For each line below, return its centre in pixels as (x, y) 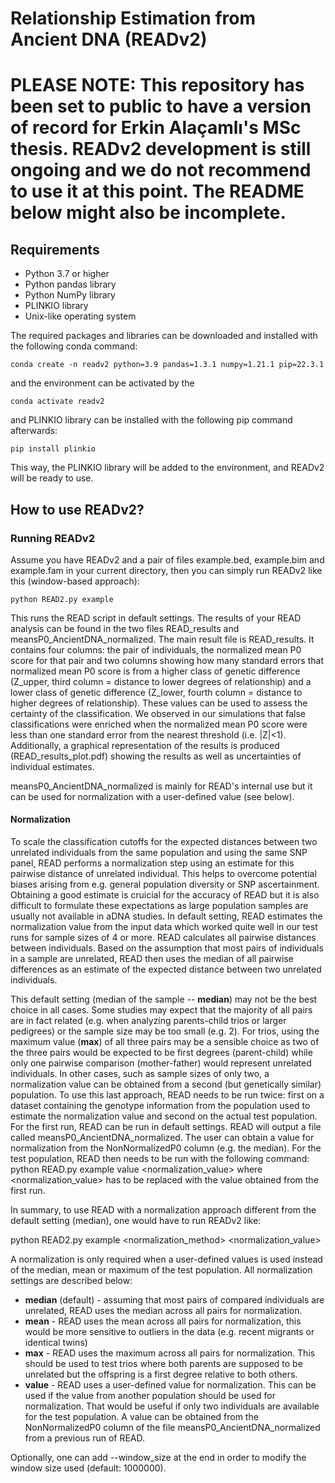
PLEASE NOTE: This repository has (157, 85)
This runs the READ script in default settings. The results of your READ (156, 618)
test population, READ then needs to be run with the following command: (160, 1159)
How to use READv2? (77, 509)
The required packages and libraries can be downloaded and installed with (164, 336)
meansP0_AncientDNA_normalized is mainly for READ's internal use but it (161, 786)
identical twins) (56, 1343)
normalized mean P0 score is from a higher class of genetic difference (155, 671)
